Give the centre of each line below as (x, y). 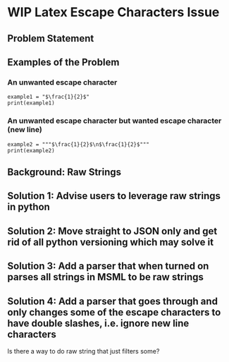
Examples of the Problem (63, 62)
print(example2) (31, 150)
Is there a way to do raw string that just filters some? (83, 351)
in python (29, 207)
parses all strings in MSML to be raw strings (106, 277)
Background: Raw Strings (64, 172)
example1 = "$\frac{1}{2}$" (49, 97)
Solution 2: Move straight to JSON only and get (112, 231)
